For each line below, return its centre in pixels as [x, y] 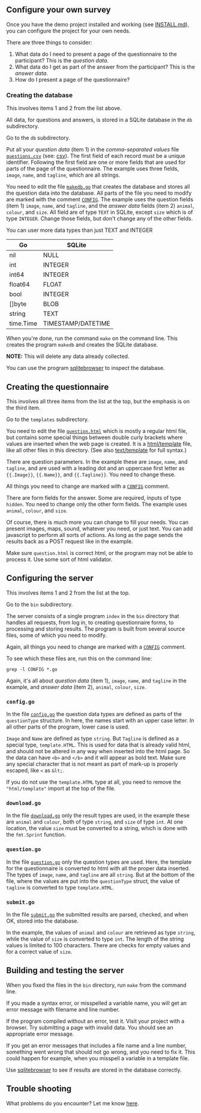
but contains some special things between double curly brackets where [94, 437]
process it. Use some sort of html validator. [59, 559]
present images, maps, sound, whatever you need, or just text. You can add [100, 529]
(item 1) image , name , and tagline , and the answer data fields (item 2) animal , [100, 206]
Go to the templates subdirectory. [47, 419]
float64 [19, 285]
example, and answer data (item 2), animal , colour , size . [76, 687]
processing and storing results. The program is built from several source [95, 629]
